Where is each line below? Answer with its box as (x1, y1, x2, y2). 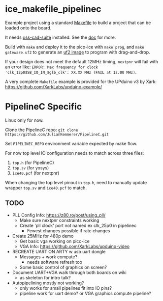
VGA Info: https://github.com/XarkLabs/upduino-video (19, 243, 130, 249)
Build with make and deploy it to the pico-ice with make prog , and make (5, 44, 144, 50)
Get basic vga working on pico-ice (19, 238, 90, 244)
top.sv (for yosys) (12, 164, 49, 170)
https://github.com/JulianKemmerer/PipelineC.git (5, 132, 109, 137)
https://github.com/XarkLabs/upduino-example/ (5, 83, 102, 89)
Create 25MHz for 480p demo (12, 233, 74, 239)
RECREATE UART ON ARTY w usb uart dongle (12, 248, 106, 254)
